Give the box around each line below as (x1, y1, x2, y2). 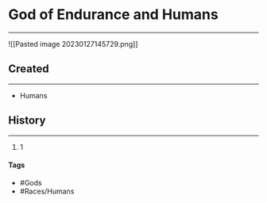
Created (8, 62, 49, 76)
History (8, 113, 46, 128)
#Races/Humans (19, 186, 75, 196)
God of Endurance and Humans (8, 6, 219, 24)
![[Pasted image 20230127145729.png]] (8, 39, 138, 48)
